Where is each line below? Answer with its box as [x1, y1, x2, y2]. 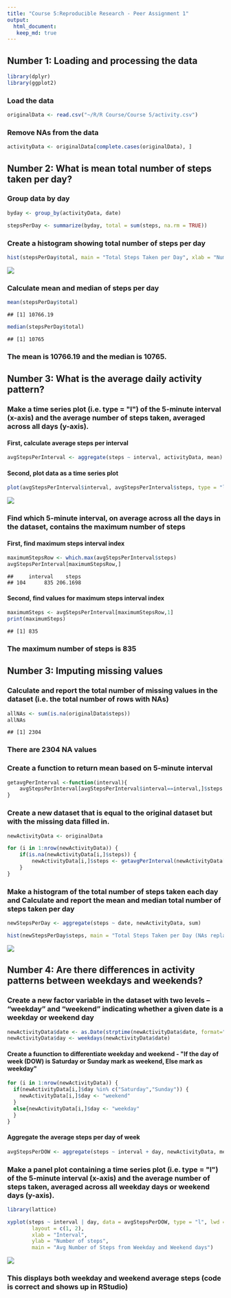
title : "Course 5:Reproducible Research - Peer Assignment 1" [7, 10, 189, 17]
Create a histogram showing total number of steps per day [7, 239, 206, 248]
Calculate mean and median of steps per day [7, 283, 159, 293]
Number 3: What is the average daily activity [7, 373, 202, 385]
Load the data [7, 96, 54, 105]
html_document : [13, 23, 57, 30]
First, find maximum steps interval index [7, 539, 125, 547]
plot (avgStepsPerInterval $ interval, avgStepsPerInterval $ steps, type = [7, 484, 217, 491]
